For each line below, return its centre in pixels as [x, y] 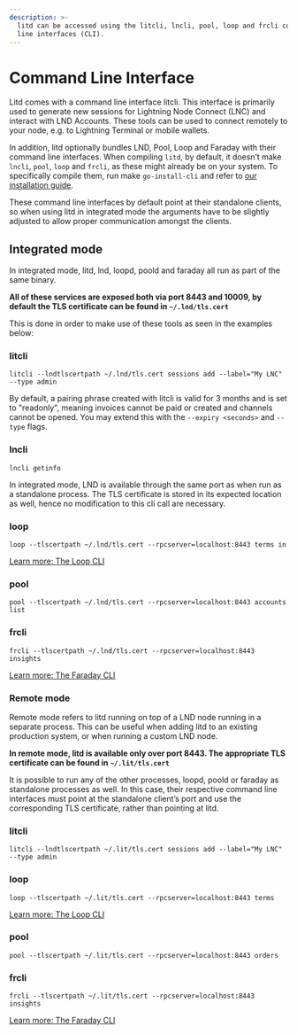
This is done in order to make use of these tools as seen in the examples [141, 323]
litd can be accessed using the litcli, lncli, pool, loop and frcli [148, 26]
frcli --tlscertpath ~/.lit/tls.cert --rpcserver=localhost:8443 [132, 996]
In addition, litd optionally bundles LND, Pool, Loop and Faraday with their [143, 148]
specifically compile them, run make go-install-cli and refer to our [133, 176]
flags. [38, 427]
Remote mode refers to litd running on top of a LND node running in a [135, 717]
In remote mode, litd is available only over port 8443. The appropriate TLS [147, 753]
